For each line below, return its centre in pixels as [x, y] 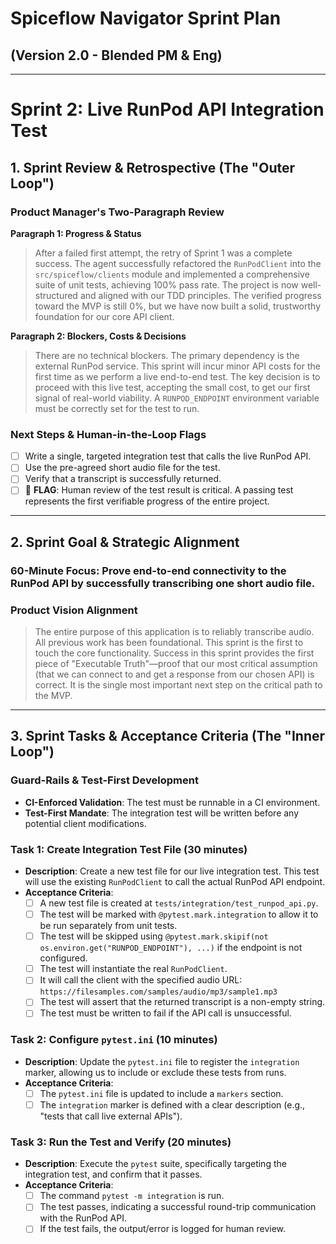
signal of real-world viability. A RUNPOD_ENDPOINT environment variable [177, 398]
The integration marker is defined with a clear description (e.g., [172, 1104]
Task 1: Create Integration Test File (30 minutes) [129, 849]
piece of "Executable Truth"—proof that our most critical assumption [176, 664]
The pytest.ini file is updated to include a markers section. [161, 1093]
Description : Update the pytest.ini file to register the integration [162, 1061]
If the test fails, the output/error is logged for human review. [163, 1229]
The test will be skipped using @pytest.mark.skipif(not [154, 936]
